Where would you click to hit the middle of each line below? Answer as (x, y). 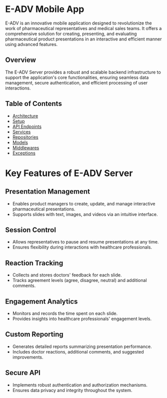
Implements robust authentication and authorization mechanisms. (80, 385)
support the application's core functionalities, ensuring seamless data (77, 77)
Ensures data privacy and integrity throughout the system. (72, 390)
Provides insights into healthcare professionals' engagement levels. (82, 319)
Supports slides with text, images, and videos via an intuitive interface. (85, 214)
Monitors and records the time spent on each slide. (65, 313)
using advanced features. (31, 44)
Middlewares (26, 147)
